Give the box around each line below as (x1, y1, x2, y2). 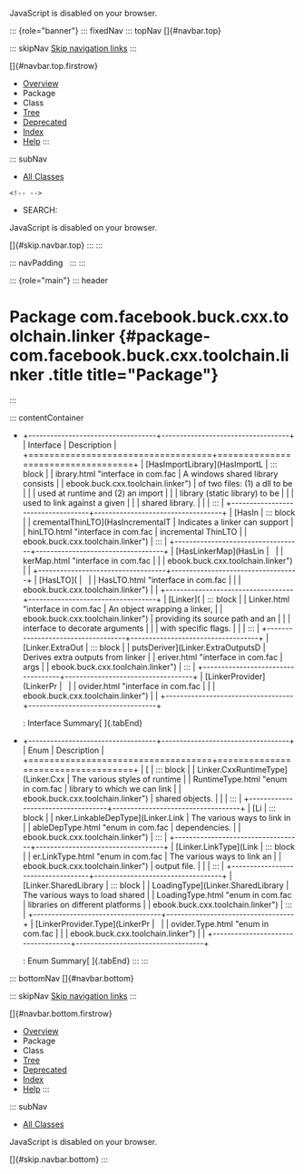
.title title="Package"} (47, 365, 220, 385)
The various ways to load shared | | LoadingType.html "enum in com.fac (22, 889, 292, 900)
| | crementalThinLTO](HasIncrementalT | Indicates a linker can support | (22, 517, 294, 528)
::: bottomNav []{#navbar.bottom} (9, 972, 134, 983)
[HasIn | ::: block (234, 507, 296, 518)
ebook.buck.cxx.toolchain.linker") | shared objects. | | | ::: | (22, 793, 242, 804)
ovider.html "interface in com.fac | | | (78, 680, 216, 691)
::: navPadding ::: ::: (9, 258, 86, 268)
